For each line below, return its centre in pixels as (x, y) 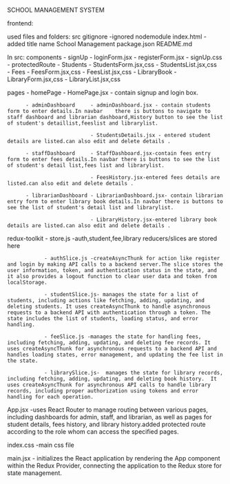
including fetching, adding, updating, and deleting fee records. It (109, 343)
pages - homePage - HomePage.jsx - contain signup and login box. (103, 93)
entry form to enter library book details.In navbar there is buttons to (115, 202)
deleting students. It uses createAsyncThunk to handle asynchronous (109, 306)
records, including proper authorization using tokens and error (103, 391)
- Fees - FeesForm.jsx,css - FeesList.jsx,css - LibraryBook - (92, 72)
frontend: (20, 23)
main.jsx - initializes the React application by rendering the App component (114, 458)
